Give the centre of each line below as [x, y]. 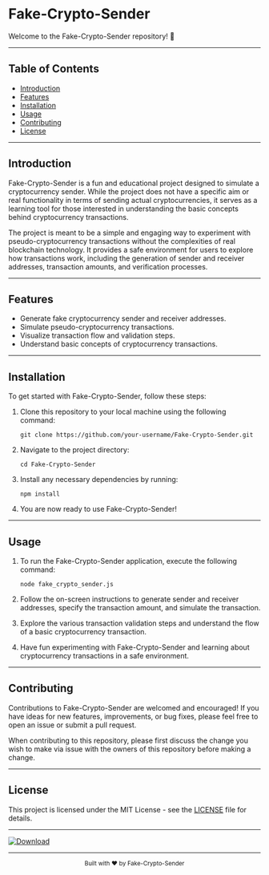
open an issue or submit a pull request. [72, 725]
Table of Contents [54, 69]
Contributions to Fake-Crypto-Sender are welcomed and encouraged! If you [134, 707]
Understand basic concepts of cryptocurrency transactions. [118, 344]
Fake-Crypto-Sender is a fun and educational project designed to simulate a [134, 183]
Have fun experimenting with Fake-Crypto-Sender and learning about [134, 647]
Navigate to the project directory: [74, 450]
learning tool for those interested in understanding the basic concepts [123, 209]
